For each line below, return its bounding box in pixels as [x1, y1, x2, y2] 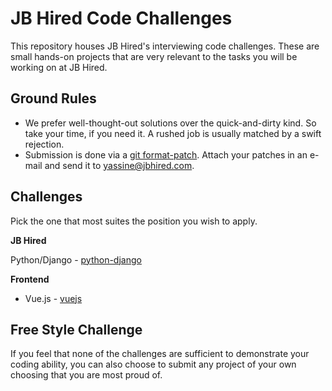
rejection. [24, 138, 65, 150]
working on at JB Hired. [10, 61, 108, 73]
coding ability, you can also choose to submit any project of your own [10, 358, 297, 371]
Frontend [10, 273, 50, 285]
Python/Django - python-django [10, 253, 142, 266]
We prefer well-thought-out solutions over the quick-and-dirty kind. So [24, 117, 317, 129]
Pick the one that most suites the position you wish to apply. [10, 215, 258, 227]
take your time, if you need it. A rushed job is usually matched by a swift [24, 127, 322, 139]
